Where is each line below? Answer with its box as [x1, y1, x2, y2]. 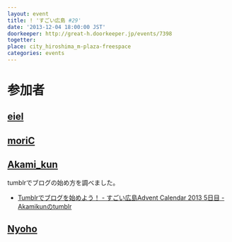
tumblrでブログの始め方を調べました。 [7, 178, 120, 187]
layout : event [7, 10, 50, 18]
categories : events [7, 50, 65, 57]
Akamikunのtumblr [17, 202, 72, 210]
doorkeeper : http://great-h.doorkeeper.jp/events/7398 [7, 30, 173, 37]
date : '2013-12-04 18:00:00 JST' [7, 23, 106, 30]
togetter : [7, 37, 37, 44]
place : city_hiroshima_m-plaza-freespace [7, 43, 132, 50]
